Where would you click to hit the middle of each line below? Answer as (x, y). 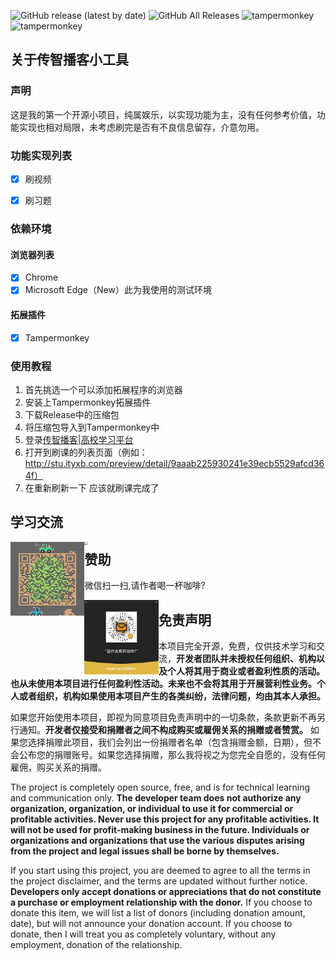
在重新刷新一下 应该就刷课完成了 (92, 487)
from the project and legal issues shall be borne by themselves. (145, 851)
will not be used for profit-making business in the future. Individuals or (160, 829)
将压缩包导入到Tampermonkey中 (92, 427)
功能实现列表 (41, 155)
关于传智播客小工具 (69, 60)
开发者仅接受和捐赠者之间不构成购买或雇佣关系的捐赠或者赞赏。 (176, 729)
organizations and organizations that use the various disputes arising (157, 840)
